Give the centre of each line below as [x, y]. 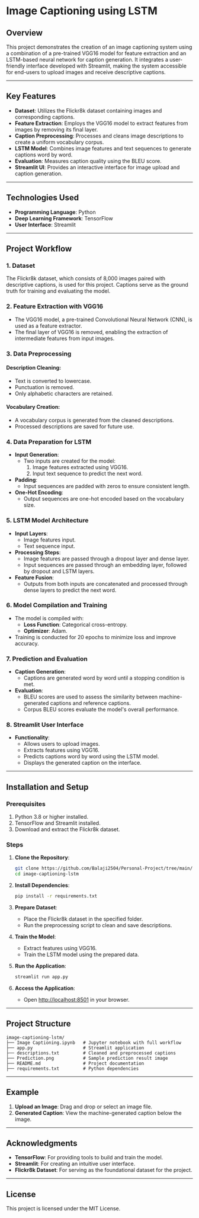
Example [23, 1092]
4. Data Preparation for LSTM [49, 441]
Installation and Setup [47, 787]
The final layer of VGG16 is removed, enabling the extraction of [91, 332]
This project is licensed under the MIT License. [63, 1209]
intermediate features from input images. [65, 338]
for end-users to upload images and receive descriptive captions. [86, 72]
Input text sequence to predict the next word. [88, 474]
